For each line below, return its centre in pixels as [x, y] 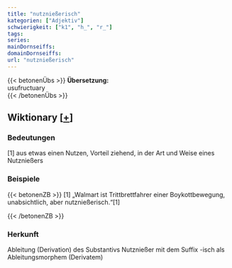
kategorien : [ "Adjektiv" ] [45, 21]
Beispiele [24, 179]
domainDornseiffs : [34, 54]
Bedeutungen [31, 138]
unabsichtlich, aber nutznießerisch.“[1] [64, 202]
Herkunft [23, 234]
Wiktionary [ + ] [40, 118]
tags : [15, 34]
